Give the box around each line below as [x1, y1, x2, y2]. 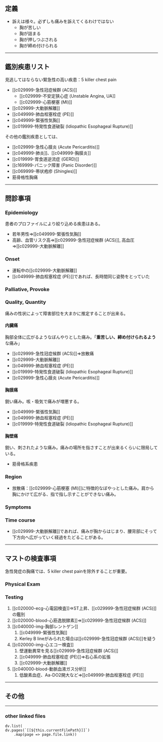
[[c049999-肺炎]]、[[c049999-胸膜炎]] [12, 150, 91, 156]
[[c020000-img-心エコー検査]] [12, 642, 74, 647]
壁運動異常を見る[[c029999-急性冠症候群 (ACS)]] [19, 647, 119, 654]
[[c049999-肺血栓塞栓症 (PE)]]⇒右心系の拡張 [19, 654, 111, 660]
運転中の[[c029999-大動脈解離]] [12, 267, 77, 273]
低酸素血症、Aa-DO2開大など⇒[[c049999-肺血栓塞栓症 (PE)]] [19, 672, 144, 678]
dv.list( [5, 724, 23, 729]
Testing [5, 594, 23, 600]
